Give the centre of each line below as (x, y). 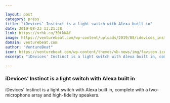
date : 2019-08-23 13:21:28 (34, 28)
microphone (18, 95)
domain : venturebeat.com (31, 43)
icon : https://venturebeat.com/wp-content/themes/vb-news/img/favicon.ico (86, 52)
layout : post (19, 14)
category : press (22, 19)
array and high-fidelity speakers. (65, 95)
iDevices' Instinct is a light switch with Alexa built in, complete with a (77, 89)
